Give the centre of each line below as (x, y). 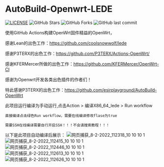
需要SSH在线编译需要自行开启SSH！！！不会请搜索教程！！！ (57, 125)
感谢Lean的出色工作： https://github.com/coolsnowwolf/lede (66, 43)
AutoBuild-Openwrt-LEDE (59, 9)
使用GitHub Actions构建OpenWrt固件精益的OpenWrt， (60, 32)
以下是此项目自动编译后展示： (35, 135)
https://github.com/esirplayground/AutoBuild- (111, 90)
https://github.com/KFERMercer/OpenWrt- (116, 64)
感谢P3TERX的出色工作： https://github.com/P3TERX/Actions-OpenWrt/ (77, 53)
